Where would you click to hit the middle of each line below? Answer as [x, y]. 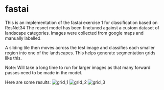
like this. [13, 58]
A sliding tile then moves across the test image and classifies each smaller [80, 47]
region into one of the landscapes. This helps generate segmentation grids [80, 53]
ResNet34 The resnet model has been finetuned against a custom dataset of [82, 27]
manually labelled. [23, 38]
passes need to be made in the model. [44, 72]
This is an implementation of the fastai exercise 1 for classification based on [82, 22]
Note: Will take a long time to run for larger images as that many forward [78, 67]
